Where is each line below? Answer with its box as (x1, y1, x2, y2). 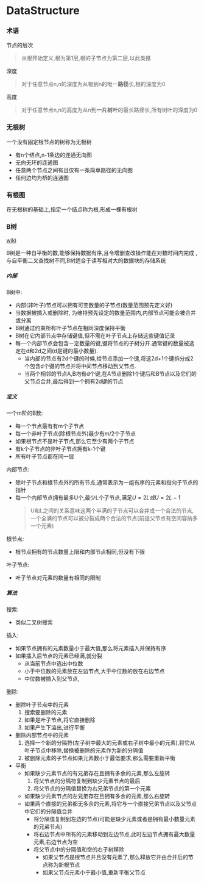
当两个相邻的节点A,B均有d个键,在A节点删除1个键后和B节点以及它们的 (24, 370, 197, 378)
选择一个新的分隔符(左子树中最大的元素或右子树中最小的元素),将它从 (24, 739, 195, 747)
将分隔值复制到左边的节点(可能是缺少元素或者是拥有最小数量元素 (33, 816, 196, 823)
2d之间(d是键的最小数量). (34, 347, 99, 354)
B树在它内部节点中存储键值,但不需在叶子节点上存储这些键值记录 (15, 332, 175, 339)
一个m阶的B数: (6, 409, 43, 417)
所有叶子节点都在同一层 (15, 453, 74, 461)
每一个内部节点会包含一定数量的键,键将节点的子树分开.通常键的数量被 (15, 340, 189, 347)
